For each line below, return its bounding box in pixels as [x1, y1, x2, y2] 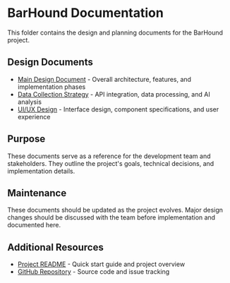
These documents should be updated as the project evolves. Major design [7, 206, 224, 215]
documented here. [7, 221, 61, 229]
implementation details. [7, 167, 75, 175]
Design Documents [7, 56, 93, 68]
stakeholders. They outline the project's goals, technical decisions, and [7, 159, 214, 167]
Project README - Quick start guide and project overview [17, 260, 186, 269]
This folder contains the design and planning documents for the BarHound [7, 28, 224, 37]
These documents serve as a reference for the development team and [7, 152, 211, 160]
